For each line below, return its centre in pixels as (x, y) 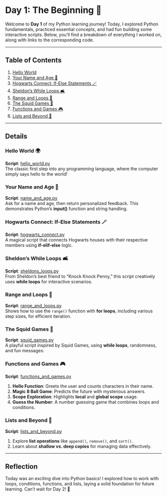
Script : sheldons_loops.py (32, 271)
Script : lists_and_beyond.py (34, 431)
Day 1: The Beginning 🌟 (53, 10)
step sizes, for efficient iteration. (38, 316)
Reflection (22, 466)
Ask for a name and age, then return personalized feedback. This (72, 203)
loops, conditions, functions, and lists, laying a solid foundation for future (80, 484)
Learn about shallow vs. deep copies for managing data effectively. (82, 446)
